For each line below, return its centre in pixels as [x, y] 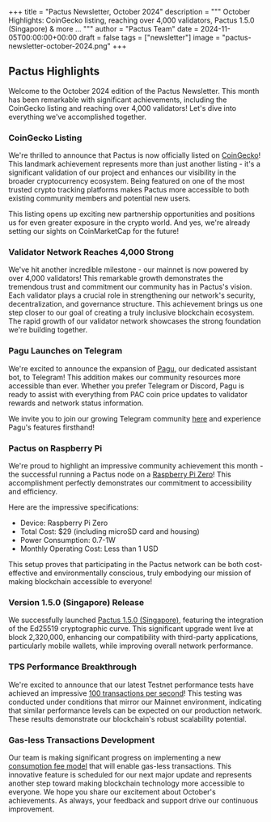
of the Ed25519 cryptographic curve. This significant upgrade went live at [131, 629]
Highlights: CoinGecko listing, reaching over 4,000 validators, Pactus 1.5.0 [131, 20]
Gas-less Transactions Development [82, 739]
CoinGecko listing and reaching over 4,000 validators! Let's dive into [123, 108]
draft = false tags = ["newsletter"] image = [150, 37]
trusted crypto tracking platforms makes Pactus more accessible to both [129, 190]
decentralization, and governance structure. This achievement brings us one [135, 304]
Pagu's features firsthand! [52, 427]
